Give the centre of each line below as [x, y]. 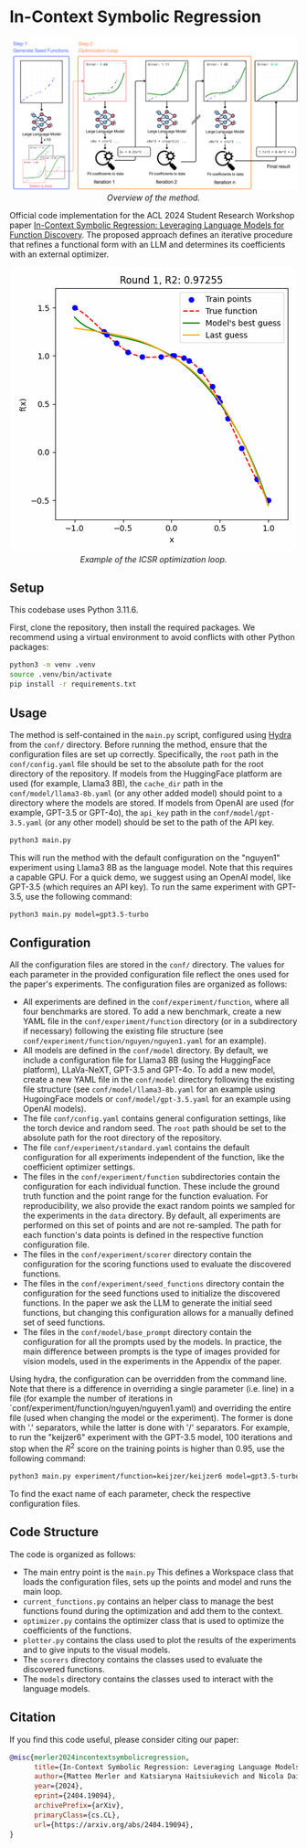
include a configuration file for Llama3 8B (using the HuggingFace [147, 1060]
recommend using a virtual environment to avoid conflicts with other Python [152, 637]
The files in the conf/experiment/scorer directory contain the [137, 1255]
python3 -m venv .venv [53, 665]
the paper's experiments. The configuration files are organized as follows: [148, 984]
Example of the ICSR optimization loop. [153, 559]
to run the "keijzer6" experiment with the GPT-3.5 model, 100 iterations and [151, 1437]
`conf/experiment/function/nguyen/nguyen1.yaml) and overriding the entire [150, 1408]
